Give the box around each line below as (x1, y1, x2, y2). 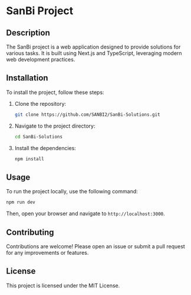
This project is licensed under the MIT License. (6, 282, 120, 289)
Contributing (6, 227, 54, 237)
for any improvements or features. (6, 249, 89, 256)
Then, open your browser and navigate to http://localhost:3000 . (6, 210, 165, 217)
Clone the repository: (14, 100, 67, 107)
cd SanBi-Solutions (14, 134, 63, 140)
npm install (14, 155, 44, 162)
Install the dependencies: (14, 144, 77, 151)
